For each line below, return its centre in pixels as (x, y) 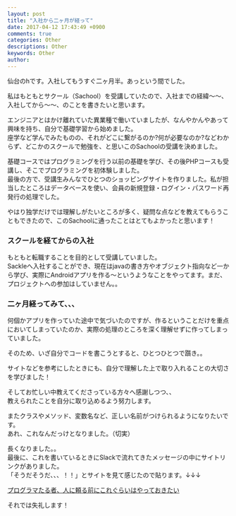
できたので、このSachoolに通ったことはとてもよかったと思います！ (117, 221)
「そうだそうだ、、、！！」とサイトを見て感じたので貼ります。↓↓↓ (104, 475)
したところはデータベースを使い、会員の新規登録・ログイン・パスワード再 (121, 187)
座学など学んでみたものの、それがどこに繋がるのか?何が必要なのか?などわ (115, 137)
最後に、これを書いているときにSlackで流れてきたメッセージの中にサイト (113, 457)
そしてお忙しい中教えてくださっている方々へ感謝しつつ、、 (91, 392)
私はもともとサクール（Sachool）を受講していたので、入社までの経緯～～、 (117, 95)
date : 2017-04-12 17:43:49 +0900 (56, 27)
